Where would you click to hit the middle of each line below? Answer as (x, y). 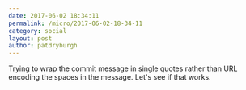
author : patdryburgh (43, 46)
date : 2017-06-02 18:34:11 (54, 16)
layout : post (30, 38)
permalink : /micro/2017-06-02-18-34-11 (76, 23)
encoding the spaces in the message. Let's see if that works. (110, 77)
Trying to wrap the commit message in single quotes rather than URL (123, 68)
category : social (38, 31)
